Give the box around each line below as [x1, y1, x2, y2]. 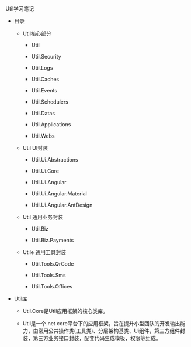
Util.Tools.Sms [31, 272, 66, 279]
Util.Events [31, 87, 58, 94]
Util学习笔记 [5, 5, 34, 12]
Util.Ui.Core [31, 167, 60, 174]
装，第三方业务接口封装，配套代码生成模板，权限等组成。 [22, 335, 161, 341]
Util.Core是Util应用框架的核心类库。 [22, 308, 109, 314]
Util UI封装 [22, 145, 48, 151]
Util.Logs [31, 64, 53, 71]
